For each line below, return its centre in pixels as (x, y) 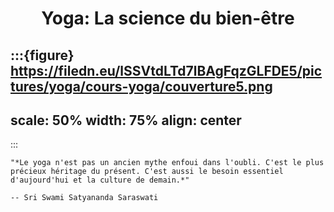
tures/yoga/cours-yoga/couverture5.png (141, 86)
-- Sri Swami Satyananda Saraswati (84, 198)
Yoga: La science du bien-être (168, 18)
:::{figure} (42, 55)
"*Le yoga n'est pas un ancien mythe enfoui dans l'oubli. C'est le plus (167, 163)
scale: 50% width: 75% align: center (126, 120)
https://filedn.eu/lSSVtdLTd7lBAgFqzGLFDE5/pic (166, 70)
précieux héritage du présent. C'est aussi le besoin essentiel (147, 172)
